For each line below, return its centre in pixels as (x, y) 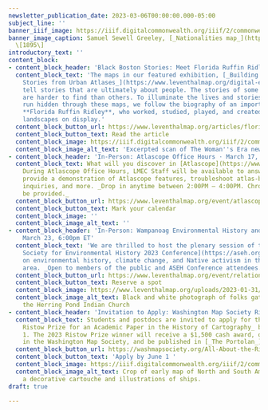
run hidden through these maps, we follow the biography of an (130, 104)
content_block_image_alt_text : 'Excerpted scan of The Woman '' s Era (132, 149)
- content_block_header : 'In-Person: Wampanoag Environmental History (128, 231)
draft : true (28, 386)
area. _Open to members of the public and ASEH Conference (123, 268)
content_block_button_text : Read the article (93, 134)
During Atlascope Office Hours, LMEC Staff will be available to (134, 171)
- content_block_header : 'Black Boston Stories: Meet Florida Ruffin (126, 68)
